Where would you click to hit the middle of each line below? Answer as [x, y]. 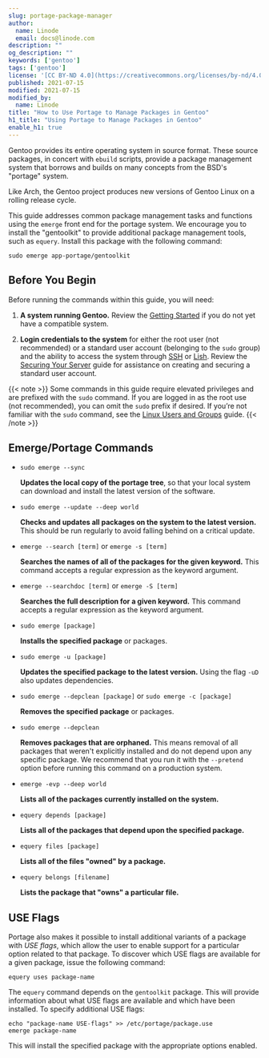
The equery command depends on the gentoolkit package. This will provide [134, 992]
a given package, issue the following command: [87, 963]
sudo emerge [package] [58, 626]
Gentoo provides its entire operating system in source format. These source [133, 150]
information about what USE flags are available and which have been [122, 1001]
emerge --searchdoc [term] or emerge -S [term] [99, 586]
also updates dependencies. [66, 680]
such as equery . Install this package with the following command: [115, 240]
